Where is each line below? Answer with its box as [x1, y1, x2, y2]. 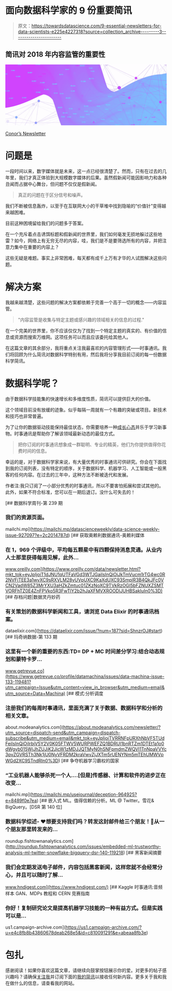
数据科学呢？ [5, 378, 60, 389]
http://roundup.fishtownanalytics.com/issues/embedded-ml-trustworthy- [7, 843, 161, 850]
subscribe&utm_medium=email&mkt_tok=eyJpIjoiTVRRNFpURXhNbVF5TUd [5, 735, 165, 741]
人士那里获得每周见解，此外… [5, 554, 79, 561]
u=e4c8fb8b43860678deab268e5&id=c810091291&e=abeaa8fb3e [5, 930, 147, 936]
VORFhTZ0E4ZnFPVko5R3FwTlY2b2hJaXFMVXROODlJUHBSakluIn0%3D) [5, 588, 163, 594]
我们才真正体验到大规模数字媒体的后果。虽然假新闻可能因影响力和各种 [18, 174, 167, 181]
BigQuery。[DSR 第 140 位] [5, 804, 62, 810]
